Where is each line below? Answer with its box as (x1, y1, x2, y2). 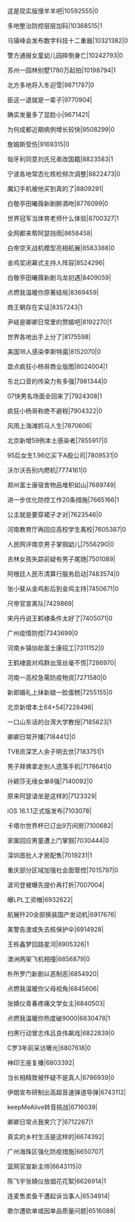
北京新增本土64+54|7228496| (7, 703, 94, 711)
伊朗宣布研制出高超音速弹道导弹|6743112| (7, 1088, 127, 1097)
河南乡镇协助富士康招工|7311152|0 (7, 644, 104, 652)
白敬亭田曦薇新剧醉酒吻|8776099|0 (7, 199, 109, 208)
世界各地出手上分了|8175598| (7, 333, 91, 341)
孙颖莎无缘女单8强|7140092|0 (7, 777, 93, 785)
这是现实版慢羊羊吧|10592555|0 (7, 7, 99, 15)
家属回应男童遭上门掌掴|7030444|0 (7, 837, 109, 844)
